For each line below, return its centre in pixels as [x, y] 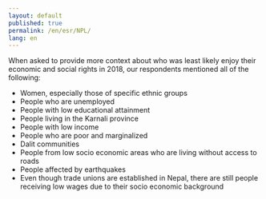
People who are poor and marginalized [84, 136]
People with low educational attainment [85, 110]
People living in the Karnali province [79, 119]
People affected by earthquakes [73, 169]
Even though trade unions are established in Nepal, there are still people [139, 178]
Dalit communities [50, 144]
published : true [35, 23]
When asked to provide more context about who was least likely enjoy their [132, 61]
